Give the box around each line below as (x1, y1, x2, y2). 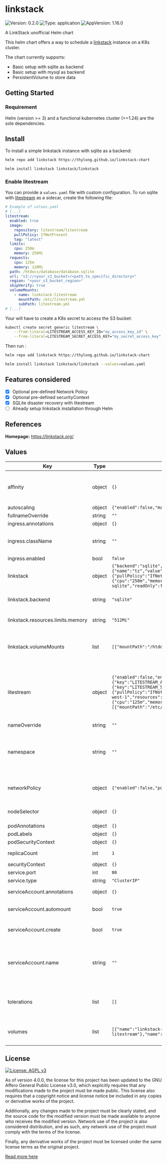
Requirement (5, 103, 37, 110)
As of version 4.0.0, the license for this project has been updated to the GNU (5, 1077, 162, 1083)
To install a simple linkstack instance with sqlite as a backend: (5, 148, 132, 154)
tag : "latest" (14, 237, 43, 242)
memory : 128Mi (14, 265, 43, 270)
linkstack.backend (7, 596, 51, 603)
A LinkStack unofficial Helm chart (5, 29, 74, 35)
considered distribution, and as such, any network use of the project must (5, 1124, 157, 1130)
